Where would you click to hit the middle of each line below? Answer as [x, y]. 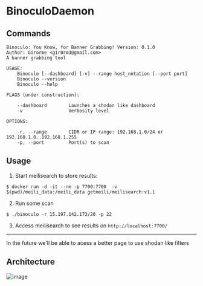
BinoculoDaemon [50, 11]
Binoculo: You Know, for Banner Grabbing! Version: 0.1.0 [81, 47]
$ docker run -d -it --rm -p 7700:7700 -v [62, 187]
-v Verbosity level [63, 111]
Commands [29, 34]
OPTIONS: [17, 122]
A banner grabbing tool [36, 58]
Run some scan [34, 203]
